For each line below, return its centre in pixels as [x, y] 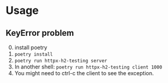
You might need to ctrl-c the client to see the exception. [84, 73]
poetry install [34, 55]
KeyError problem [40, 33]
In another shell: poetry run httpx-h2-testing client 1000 [88, 67]
